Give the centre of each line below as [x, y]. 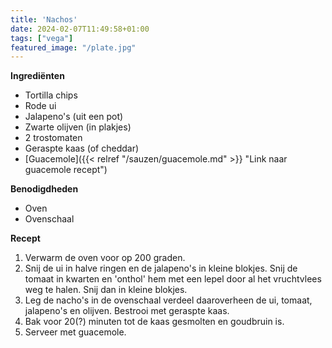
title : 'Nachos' [44, 19]
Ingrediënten [37, 76]
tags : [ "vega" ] [42, 38]
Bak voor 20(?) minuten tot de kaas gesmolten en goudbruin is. [154, 322]
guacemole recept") [66, 170]
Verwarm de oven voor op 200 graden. [105, 258]
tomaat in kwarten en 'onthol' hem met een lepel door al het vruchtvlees [173, 279]
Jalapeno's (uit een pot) [74, 117]
